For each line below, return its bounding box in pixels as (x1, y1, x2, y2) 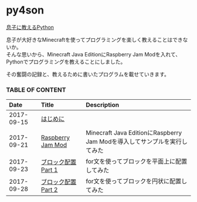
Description (86, 101, 119, 109)
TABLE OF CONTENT (6, 86, 66, 94)
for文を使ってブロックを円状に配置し (86, 177, 188, 186)
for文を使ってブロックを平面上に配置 (86, 157, 188, 166)
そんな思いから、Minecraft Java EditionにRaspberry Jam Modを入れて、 (6, 51, 181, 58)
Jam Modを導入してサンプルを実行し (86, 137, 188, 146)
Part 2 (40, 186, 58, 194)
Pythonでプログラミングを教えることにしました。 (6, 58, 126, 65)
